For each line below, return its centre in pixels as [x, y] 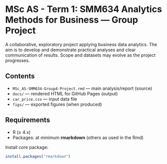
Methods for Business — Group [72, 20]
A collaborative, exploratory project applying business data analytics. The [81, 44]
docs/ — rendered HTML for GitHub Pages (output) [65, 93]
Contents [20, 76]
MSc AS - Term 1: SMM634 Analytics [83, 9]
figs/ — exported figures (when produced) [57, 104]
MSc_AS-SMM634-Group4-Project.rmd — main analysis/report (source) [82, 88]
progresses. [18, 60]
